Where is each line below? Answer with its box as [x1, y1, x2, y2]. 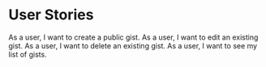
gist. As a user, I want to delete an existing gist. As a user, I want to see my [8, 40, 258, 50]
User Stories [8, 6, 94, 24]
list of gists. [8, 49, 47, 59]
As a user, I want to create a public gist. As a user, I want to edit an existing [8, 32, 259, 42]
